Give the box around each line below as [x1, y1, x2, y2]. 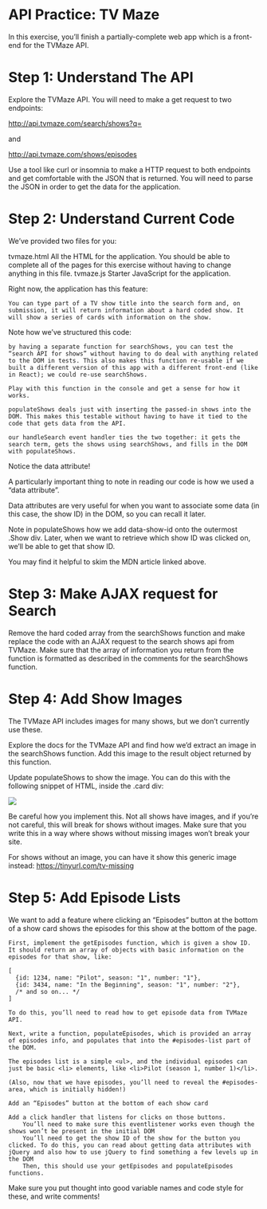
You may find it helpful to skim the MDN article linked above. [8, 556, 207, 567]
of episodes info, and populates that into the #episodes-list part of [8, 1036, 251, 1045]
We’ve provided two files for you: [8, 236, 117, 245]
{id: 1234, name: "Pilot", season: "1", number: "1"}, [15, 974, 202, 982]
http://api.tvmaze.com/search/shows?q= [8, 118, 142, 128]
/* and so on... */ [15, 987, 80, 995]
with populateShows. [8, 447, 77, 455]
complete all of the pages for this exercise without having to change [8, 260, 232, 269]
